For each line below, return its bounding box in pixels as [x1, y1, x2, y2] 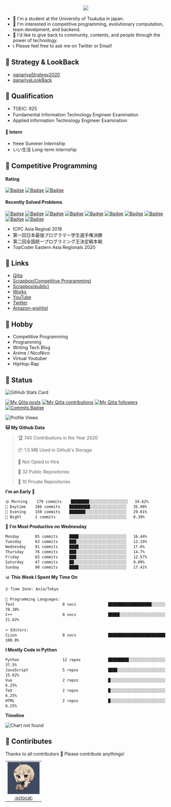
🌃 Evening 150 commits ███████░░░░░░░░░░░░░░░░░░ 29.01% [5, 509, 147, 514]
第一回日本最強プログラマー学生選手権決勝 [12, 232, 103, 238]
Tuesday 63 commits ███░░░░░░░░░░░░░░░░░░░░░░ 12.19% [5, 539, 147, 545]
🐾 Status [5, 376, 33, 384]
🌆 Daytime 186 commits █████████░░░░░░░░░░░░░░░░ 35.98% [5, 504, 147, 509]
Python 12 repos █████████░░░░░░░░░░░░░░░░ [5, 657, 166, 663]
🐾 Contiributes [5, 737, 53, 746]
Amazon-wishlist [12, 305, 48, 312]
